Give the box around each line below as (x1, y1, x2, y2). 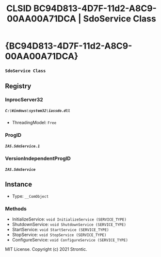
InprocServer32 (5, 96, 44, 103)
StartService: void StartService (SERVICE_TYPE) (12, 226, 109, 232)
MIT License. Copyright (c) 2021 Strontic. (5, 246, 87, 252)
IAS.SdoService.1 (5, 144, 40, 148)
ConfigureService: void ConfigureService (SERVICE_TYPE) (12, 237, 129, 242)
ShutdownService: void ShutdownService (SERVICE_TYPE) (12, 221, 126, 227)
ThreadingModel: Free (12, 120, 57, 126)
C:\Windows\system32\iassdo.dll (5, 109, 70, 113)
